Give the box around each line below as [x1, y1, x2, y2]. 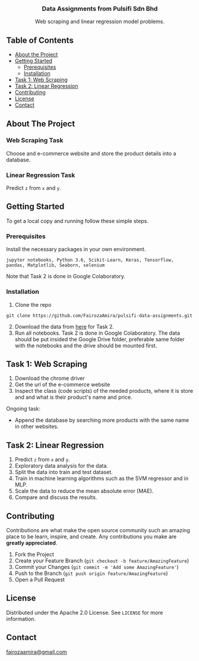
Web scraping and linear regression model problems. [34, 18, 165, 25]
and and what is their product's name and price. [14, 393, 132, 401]
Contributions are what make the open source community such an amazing [6, 526, 190, 533]
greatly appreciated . [6, 539, 58, 546]
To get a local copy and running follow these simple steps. [6, 217, 149, 224]
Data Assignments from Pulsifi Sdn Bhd [42, 4, 158, 12]
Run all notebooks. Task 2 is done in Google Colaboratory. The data [14, 329, 180, 336]
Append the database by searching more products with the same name [14, 417, 189, 424]
